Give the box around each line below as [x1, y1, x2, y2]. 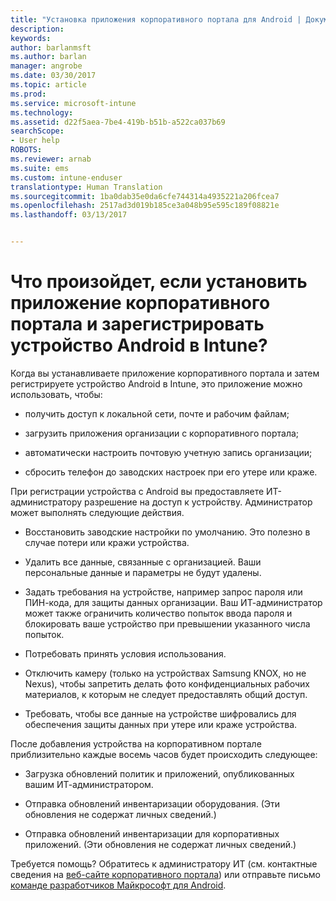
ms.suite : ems [10, 163, 70, 173]
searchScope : [10, 126, 65, 136]
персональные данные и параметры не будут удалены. [24, 566, 262, 578]
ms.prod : [10, 89, 47, 99]
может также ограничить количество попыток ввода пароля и [24, 607, 293, 619]
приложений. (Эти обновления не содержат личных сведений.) [24, 838, 297, 850]
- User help [10, 136, 60, 146]
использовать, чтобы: [10, 388, 103, 400]
